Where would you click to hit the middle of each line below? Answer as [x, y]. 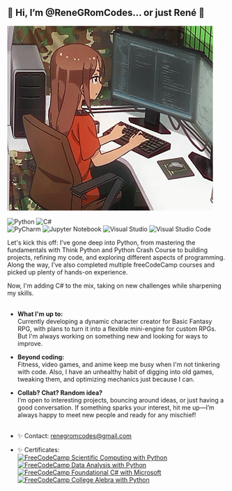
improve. [30, 343]
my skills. [21, 293]
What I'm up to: [40, 313]
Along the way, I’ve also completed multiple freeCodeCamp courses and [111, 265]
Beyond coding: [41, 357]
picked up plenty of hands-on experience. [68, 272]
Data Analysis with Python [109, 465]
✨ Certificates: [38, 449]
